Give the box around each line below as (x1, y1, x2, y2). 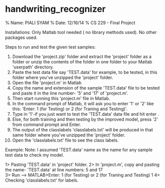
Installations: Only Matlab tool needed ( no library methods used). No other (5, 29, 157, 35)
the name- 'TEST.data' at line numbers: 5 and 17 (5, 166, 103, 173)
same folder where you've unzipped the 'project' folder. (12, 132, 126, 138)
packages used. (5, 34, 38, 40)
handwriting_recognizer (5, 3, 106, 15)
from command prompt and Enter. (12, 122, 81, 127)
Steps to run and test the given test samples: (5, 44, 96, 50)
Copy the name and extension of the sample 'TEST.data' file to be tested (12, 85, 160, 91)
